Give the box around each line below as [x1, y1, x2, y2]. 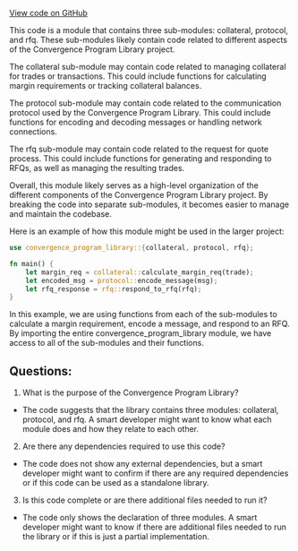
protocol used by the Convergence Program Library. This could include [9, 108, 271, 117]
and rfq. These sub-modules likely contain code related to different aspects [9, 35, 288, 45]
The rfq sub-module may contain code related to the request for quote [9, 143, 269, 154]
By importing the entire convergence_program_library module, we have [9, 328, 272, 339]
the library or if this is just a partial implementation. [21, 531, 210, 542]
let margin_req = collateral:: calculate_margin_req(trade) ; [25, 268, 254, 277]
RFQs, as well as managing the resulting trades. [9, 163, 185, 173]
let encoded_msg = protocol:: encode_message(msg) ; [25, 276, 218, 285]
